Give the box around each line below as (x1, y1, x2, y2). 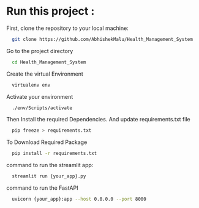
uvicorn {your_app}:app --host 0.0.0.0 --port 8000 (12, 196, 147, 203)
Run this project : (6, 4, 95, 18)
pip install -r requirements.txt (12, 151, 97, 157)
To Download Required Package (6, 138, 88, 146)
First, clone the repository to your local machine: (6, 24, 129, 32)
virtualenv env (12, 82, 51, 88)
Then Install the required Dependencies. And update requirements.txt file (6, 116, 191, 123)
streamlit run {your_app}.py (12, 173, 86, 179)
